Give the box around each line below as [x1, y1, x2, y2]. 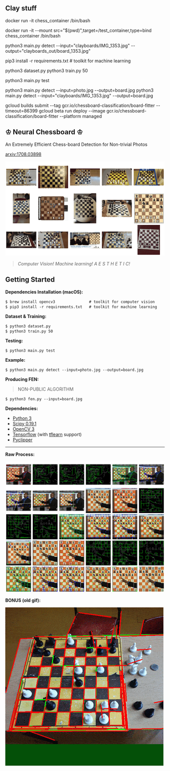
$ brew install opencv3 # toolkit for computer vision [5, 299, 155, 304]
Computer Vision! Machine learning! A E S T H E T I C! [17, 260, 131, 266]
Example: [5, 357, 26, 363]
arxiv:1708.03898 [5, 151, 42, 157]
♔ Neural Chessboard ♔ [5, 128, 83, 136]
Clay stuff [5, 4, 37, 13]
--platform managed [59, 113, 102, 119]
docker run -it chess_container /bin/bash [5, 17, 91, 23]
